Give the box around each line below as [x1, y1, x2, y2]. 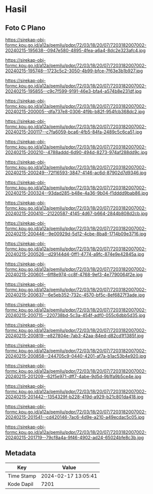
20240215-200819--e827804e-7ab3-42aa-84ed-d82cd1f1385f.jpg [5, 333, 144, 339]
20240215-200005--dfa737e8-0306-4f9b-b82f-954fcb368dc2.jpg [5, 109, 145, 114]
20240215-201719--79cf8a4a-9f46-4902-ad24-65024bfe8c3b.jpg [5, 435, 144, 440]
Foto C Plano [5, 24, 46, 32]
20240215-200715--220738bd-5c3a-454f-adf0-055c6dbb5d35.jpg [5, 312, 145, 318]
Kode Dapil [8, 480, 34, 487]
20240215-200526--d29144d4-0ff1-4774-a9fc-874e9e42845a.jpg [5, 251, 144, 257]
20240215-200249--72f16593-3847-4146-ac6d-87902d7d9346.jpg [5, 170, 146, 176]
